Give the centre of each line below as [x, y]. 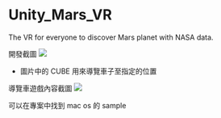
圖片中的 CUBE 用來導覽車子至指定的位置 [88, 71]
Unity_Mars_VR [60, 15]
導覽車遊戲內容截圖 [40, 88]
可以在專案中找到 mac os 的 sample [67, 105]
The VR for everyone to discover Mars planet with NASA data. [111, 37]
